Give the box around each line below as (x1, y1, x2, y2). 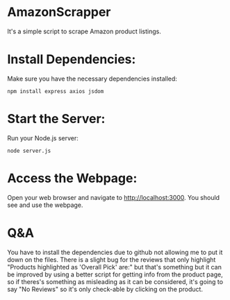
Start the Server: (7, 111, 106, 127)
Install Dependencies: (7, 51, 136, 67)
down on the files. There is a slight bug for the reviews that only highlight (7, 255, 216, 264)
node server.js (7, 147, 51, 154)
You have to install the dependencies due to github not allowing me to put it (7, 248, 223, 256)
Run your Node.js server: (7, 133, 79, 142)
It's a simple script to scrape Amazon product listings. (7, 27, 161, 35)
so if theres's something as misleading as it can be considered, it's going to (7, 277, 224, 285)
